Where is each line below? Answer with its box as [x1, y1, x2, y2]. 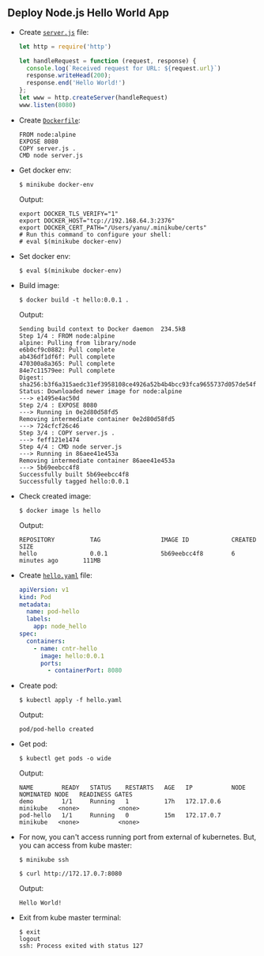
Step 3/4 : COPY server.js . [18, 429, 115, 437]
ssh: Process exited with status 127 [18, 942, 144, 950]
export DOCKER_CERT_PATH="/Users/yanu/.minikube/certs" [18, 223, 207, 232]
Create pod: [18, 681, 58, 691]
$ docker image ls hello [18, 506, 101, 514]
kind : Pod [18, 593, 52, 601]
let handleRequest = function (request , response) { [18, 57, 197, 65]
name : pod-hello [26, 608, 80, 616]
